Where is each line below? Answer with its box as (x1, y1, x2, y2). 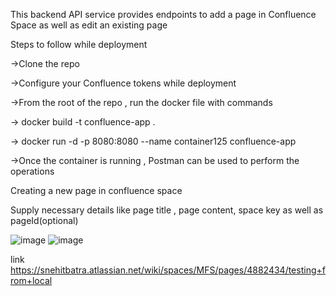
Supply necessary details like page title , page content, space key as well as (10, 204, 324, 216)
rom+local (10, 275, 53, 286)
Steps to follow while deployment (10, 39, 148, 50)
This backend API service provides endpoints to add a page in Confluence (10, 9, 317, 20)
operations (10, 165, 55, 177)
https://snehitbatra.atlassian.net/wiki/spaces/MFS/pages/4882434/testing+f (10, 264, 326, 276)
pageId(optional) (10, 215, 79, 226)
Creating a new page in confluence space (10, 185, 183, 196)
